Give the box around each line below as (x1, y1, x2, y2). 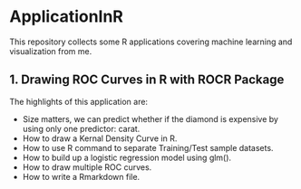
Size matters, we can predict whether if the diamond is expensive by (22, 113, 279, 124)
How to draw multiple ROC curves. (22, 161, 152, 173)
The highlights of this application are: (9, 96, 148, 107)
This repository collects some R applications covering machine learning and (9, 36, 293, 47)
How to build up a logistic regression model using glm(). (22, 152, 232, 163)
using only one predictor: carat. (22, 123, 141, 134)
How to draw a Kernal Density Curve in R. (22, 133, 178, 144)
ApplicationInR (9, 6, 124, 27)
